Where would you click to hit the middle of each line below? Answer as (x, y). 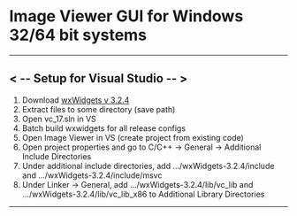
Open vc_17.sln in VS (59, 119)
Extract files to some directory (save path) (99, 109)
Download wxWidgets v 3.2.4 (76, 100)
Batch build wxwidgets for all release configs (104, 128)
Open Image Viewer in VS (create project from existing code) (133, 137)
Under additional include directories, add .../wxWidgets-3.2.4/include (148, 166)
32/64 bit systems (78, 35)
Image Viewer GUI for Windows (126, 16)
